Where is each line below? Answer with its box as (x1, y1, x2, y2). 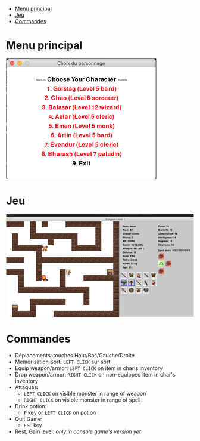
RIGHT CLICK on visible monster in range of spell (23, 396, 141, 403)
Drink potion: (14, 402, 47, 409)
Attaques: (14, 383, 39, 390)
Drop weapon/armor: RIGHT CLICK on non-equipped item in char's (14, 371, 176, 378)
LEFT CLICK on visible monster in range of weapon (23, 390, 146, 397)
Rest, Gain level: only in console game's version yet (14, 428, 141, 435)
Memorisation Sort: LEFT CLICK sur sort (14, 358, 111, 365)
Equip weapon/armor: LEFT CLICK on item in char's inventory (14, 364, 163, 372)
